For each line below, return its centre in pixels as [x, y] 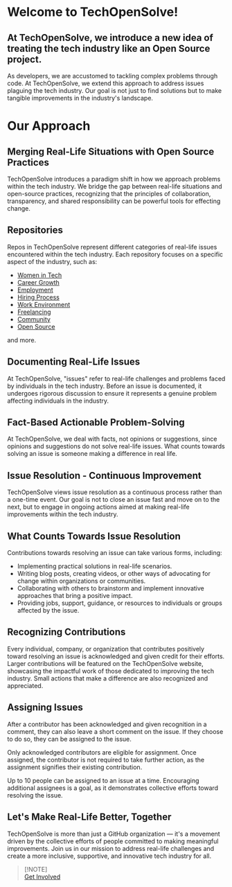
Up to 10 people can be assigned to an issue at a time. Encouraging [103, 780]
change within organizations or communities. [81, 581]
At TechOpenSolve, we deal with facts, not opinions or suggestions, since [112, 439]
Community [34, 319]
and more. [22, 340]
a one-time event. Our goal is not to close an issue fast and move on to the [114, 500]
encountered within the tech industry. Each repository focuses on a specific [115, 254]
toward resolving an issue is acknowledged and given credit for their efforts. [116, 656]
